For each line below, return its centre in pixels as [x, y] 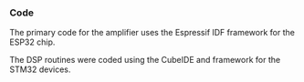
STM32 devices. [40, 69]
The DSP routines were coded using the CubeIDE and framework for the [145, 60]
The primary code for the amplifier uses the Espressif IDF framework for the [152, 33]
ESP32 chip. [32, 42]
